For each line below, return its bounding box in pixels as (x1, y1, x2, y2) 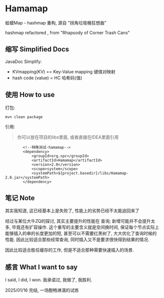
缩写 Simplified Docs (5, 45, 69, 54)
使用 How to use (5, 90, 55, 99)
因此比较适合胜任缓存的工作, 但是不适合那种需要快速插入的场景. (5, 247, 134, 253)
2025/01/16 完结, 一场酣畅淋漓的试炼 (5, 287, 79, 293)
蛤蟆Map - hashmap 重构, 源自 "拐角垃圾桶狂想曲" (5, 20, 107, 26)
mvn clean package (5, 114, 43, 119)
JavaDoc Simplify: (5, 59, 42, 64)
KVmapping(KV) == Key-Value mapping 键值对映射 (12, 68, 116, 74)
